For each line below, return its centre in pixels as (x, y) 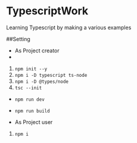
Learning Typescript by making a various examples (69, 27)
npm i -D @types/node (41, 82)
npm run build (32, 111)
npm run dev (29, 100)
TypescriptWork (47, 11)
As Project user (34, 122)
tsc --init (28, 88)
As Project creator (37, 50)
